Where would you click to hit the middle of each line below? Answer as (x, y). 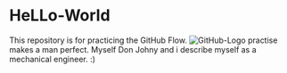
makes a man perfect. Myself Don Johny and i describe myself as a (133, 49)
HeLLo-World (60, 16)
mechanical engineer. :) (53, 59)
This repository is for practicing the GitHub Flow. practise (143, 40)
